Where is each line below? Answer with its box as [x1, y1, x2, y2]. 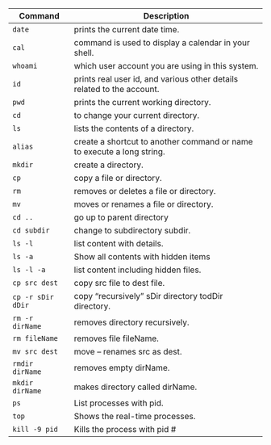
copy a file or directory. [73, 173, 163, 183]
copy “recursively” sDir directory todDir [73, 291, 223, 301]
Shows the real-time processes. [73, 411, 196, 422]
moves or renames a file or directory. [73, 199, 214, 209]
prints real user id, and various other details [73, 73, 239, 84]
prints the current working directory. [73, 97, 211, 107]
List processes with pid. [73, 397, 164, 409]
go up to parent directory [73, 212, 169, 223]
